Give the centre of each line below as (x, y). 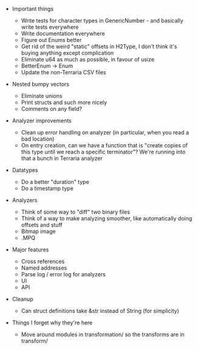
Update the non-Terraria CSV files (63, 72)
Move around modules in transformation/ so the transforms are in (103, 334)
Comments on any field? (52, 109)
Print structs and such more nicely (64, 102)
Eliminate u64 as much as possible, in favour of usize (88, 59)
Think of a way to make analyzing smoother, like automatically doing (107, 218)
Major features (30, 250)
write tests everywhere (50, 27)
